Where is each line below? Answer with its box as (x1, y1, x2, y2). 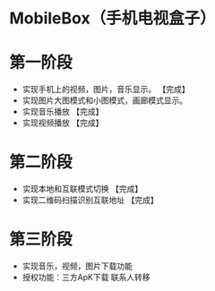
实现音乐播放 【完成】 (21, 107, 104, 117)
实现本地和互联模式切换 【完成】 (21, 184, 143, 194)
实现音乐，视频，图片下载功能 (21, 261, 133, 271)
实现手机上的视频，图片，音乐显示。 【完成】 (21, 84, 190, 95)
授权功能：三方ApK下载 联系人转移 (21, 272, 150, 282)
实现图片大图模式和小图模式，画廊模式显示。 (21, 95, 188, 106)
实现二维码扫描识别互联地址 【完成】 (21, 194, 159, 206)
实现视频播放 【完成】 (21, 117, 104, 128)
